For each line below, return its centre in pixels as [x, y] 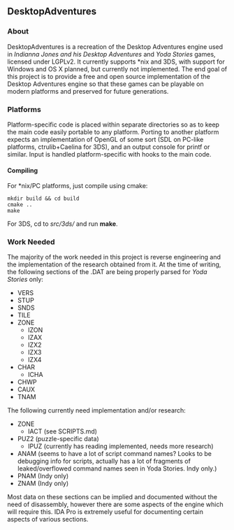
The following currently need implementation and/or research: [97, 410]
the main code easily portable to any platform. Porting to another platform [113, 131]
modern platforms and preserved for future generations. [88, 91]
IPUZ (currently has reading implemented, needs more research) [120, 446]
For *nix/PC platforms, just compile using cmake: [78, 186]
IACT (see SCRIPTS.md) [63, 431]
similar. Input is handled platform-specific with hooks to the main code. [109, 154]
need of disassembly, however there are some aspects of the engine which [115, 504]
